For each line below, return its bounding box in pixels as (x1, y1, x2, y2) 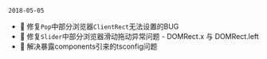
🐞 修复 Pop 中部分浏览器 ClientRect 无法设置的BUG (19, 22, 179, 31)
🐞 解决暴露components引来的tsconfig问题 (19, 41, 158, 51)
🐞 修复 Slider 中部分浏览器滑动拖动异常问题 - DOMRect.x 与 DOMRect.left (19, 32, 259, 41)
